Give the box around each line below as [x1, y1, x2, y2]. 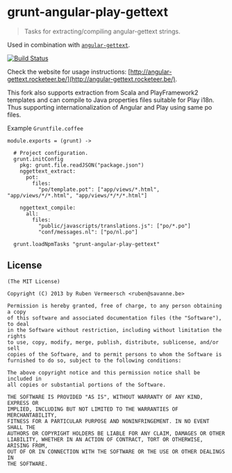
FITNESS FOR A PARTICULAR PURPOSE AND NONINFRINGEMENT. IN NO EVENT [7, 417, 210, 424]
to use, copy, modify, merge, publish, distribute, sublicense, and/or [7, 338, 219, 346]
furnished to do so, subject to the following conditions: [7, 357, 182, 364]
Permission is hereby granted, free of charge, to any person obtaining [7, 302, 222, 309]
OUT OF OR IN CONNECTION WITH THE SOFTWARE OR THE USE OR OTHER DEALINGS [7, 448, 226, 455]
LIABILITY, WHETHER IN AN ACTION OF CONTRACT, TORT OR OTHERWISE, [7, 435, 204, 443]
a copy [7, 308, 26, 315]
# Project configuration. [13, 149, 89, 156]
